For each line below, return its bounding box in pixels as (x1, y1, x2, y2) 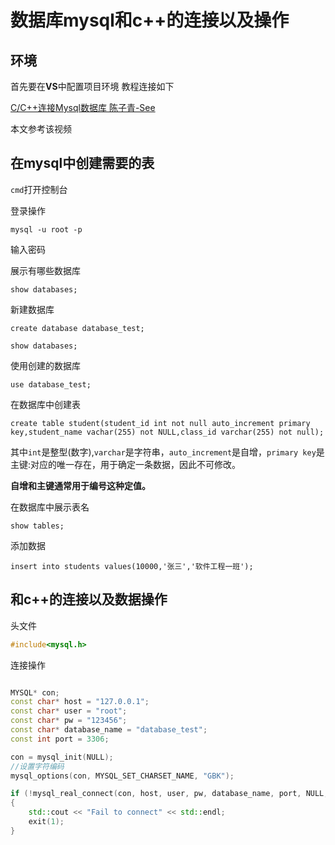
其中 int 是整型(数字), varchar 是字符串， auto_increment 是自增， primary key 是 (10, 446, 325, 458)
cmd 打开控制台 (10, 183, 68, 195)
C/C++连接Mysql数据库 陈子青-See (10, 102, 156, 113)
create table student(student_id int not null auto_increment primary (10, 418, 311, 428)
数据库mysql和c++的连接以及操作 (10, 9, 290, 32)
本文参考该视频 (10, 123, 72, 135)
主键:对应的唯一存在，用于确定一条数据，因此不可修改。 (10, 458, 242, 470)
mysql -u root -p (10, 224, 83, 235)
